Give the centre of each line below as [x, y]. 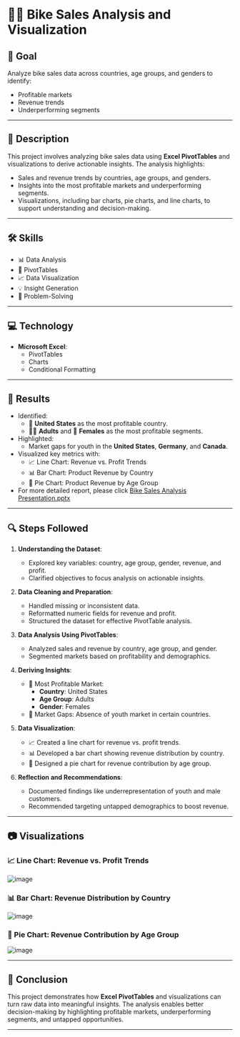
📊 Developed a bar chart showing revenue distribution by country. [126, 753]
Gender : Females [65, 707]
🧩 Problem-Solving [45, 296]
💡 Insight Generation [48, 288]
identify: [20, 81]
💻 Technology [40, 326]
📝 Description [38, 139]
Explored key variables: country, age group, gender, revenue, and [125, 563]
